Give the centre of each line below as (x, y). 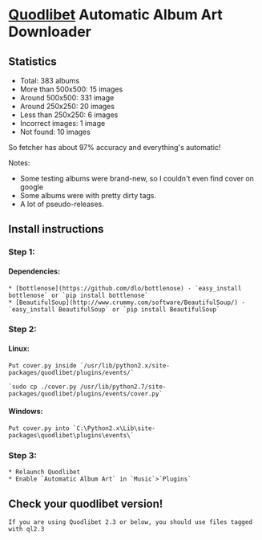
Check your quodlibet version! (86, 503)
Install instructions (56, 229)
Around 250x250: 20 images (67, 106)
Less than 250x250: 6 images (69, 115)
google (32, 187)
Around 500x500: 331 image (67, 97)
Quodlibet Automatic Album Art (115, 15)
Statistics (33, 61)
